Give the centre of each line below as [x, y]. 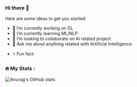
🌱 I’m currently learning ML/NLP [45, 34]
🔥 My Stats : [20, 69]
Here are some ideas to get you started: [46, 19]
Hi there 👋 [17, 8]
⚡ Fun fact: [23, 54]
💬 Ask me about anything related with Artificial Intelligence [72, 44]
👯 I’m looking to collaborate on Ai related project [62, 39]
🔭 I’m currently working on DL [43, 28]
